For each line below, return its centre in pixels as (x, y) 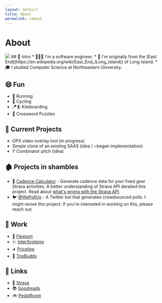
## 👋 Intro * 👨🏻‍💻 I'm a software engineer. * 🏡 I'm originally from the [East (84, 57)
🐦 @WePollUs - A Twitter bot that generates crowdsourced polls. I (79, 197)
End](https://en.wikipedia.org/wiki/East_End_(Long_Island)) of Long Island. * (81, 62)
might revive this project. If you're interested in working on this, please (82, 204)
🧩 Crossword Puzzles (33, 114)
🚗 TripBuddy (24, 256)
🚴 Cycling (22, 101)
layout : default (21, 9)
